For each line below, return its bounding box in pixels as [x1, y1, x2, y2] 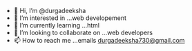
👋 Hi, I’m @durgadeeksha [13, 7, 86, 14]
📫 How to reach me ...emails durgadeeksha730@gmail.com [13, 37, 185, 44]
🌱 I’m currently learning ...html [13, 21, 100, 29]
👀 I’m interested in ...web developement [13, 14, 126, 22]
